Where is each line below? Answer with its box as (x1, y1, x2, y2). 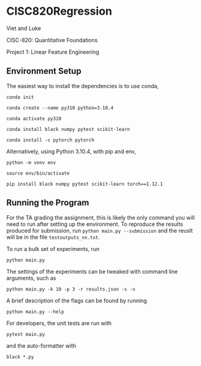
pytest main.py (6, 331, 45, 337)
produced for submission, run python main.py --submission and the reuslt (6, 226, 193, 234)
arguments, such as (6, 274, 56, 282)
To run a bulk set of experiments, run (6, 245, 100, 252)
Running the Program (6, 198, 89, 208)
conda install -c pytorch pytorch (6, 136, 95, 143)
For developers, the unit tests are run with (6, 319, 112, 327)
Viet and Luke (6, 24, 42, 32)
